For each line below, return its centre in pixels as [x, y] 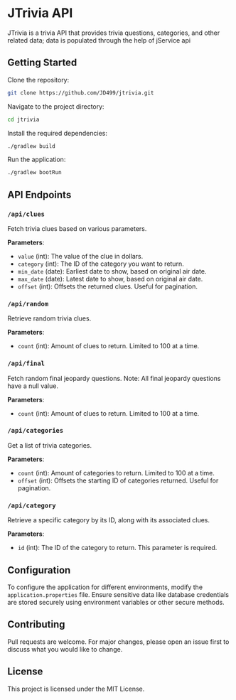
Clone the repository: [38, 80]
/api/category [32, 505]
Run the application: [37, 160]
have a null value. [33, 386]
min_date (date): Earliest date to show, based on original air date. [112, 271]
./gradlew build [31, 146]
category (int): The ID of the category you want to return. [101, 264]
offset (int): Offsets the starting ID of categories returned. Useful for [118, 480]
